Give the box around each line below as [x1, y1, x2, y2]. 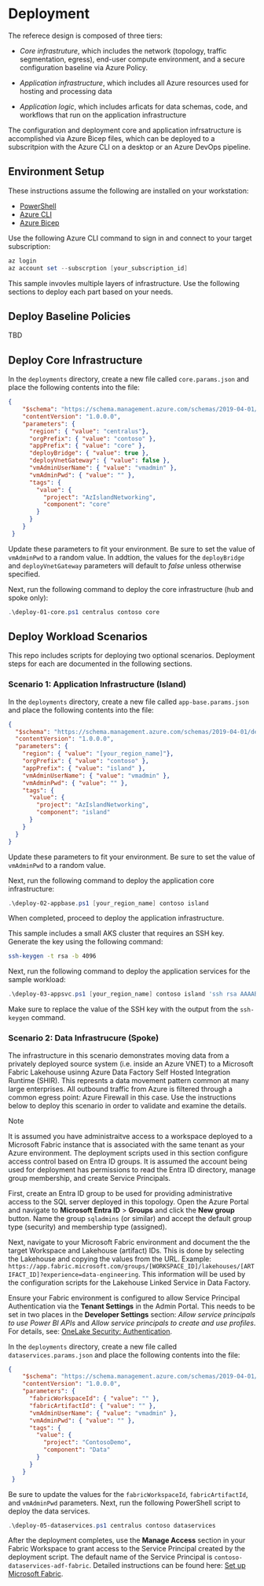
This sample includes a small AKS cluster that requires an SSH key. [8, 929, 225, 938]
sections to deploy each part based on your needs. [8, 287, 174, 296]
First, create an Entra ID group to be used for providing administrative [8, 1188, 233, 1198]
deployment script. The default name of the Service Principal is [8, 1552, 213, 1562]
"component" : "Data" [42, 1446, 111, 1454]
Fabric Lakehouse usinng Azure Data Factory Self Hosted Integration [8, 1067, 231, 1077]
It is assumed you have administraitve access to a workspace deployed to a [8, 1131, 253, 1141]
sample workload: [8, 975, 66, 985]
